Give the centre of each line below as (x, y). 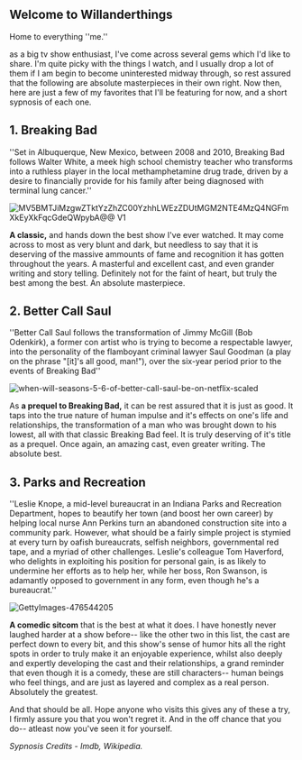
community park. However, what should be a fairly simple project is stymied (150, 533)
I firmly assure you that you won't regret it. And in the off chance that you (146, 719)
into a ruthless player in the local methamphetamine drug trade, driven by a (149, 171)
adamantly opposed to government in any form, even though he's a (134, 581)
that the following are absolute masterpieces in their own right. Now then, (146, 82)
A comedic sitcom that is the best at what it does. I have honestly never (143, 625)
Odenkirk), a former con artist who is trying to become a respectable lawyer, (151, 343)
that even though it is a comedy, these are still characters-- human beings (146, 673)
